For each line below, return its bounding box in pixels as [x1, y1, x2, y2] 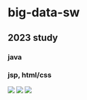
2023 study [7, 32, 58, 44]
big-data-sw [7, 5, 80, 20]
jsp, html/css [7, 70, 52, 80]
